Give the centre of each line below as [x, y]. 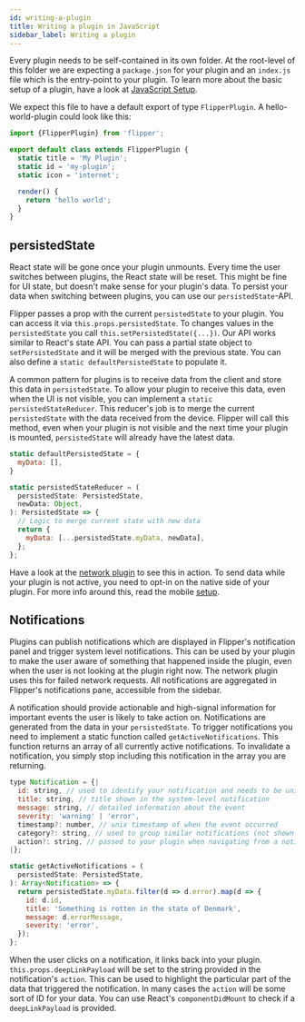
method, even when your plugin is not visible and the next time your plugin [149, 428]
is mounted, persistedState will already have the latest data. [123, 438]
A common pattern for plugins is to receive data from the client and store [146, 380]
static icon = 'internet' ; [69, 175]
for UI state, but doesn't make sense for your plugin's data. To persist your [149, 286]
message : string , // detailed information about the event [132, 808]
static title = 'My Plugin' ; [73, 159]
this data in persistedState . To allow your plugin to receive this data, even [148, 389]
